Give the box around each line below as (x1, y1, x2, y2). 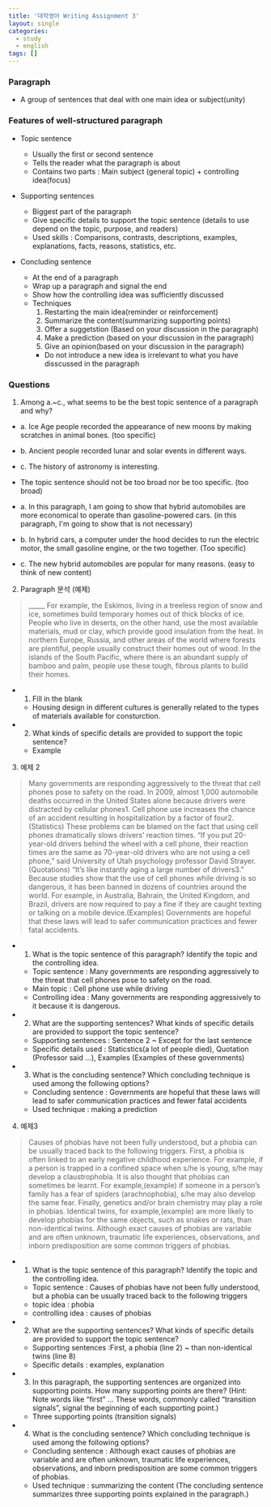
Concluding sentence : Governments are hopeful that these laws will (32, 1087, 260, 1097)
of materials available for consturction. (32, 711, 161, 720)
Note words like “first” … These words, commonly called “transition (32, 1394, 256, 1404)
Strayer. (230, 856, 256, 865)
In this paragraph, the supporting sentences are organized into (32, 1376, 241, 1387)
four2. (214, 813, 235, 822)
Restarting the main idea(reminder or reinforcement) (44, 307, 218, 316)
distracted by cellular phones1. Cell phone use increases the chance (28, 804, 256, 814)
